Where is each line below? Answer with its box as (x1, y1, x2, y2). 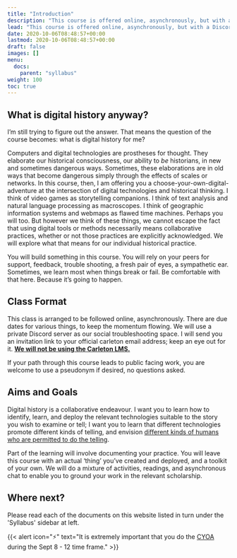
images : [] (7, 50, 39, 57)
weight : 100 (7, 76, 42, 83)
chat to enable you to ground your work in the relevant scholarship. (7, 471, 202, 479)
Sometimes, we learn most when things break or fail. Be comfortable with (7, 268, 221, 277)
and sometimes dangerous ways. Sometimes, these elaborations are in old (7, 164, 224, 173)
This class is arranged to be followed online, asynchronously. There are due (7, 314, 228, 322)
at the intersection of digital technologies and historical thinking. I (38, 187, 229, 195)
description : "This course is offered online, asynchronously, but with (7, 17, 226, 24)
